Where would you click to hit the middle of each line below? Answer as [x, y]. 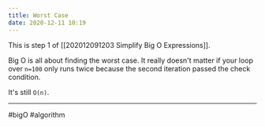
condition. [24, 77]
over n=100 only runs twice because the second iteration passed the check [129, 68]
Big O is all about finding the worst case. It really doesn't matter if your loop [131, 60]
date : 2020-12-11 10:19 [47, 23]
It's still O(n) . [29, 92]
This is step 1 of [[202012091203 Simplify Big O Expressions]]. [109, 45]
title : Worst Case [38, 15]
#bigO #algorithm [37, 114]
